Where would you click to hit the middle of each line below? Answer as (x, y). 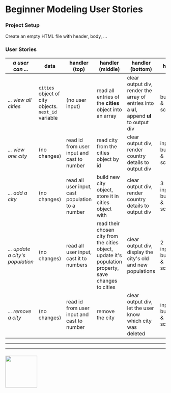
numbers (77, 265)
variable (48, 118)
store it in (108, 196)
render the (139, 90)
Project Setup (22, 25)
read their (108, 223)
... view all (20, 100)
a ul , (132, 109)
